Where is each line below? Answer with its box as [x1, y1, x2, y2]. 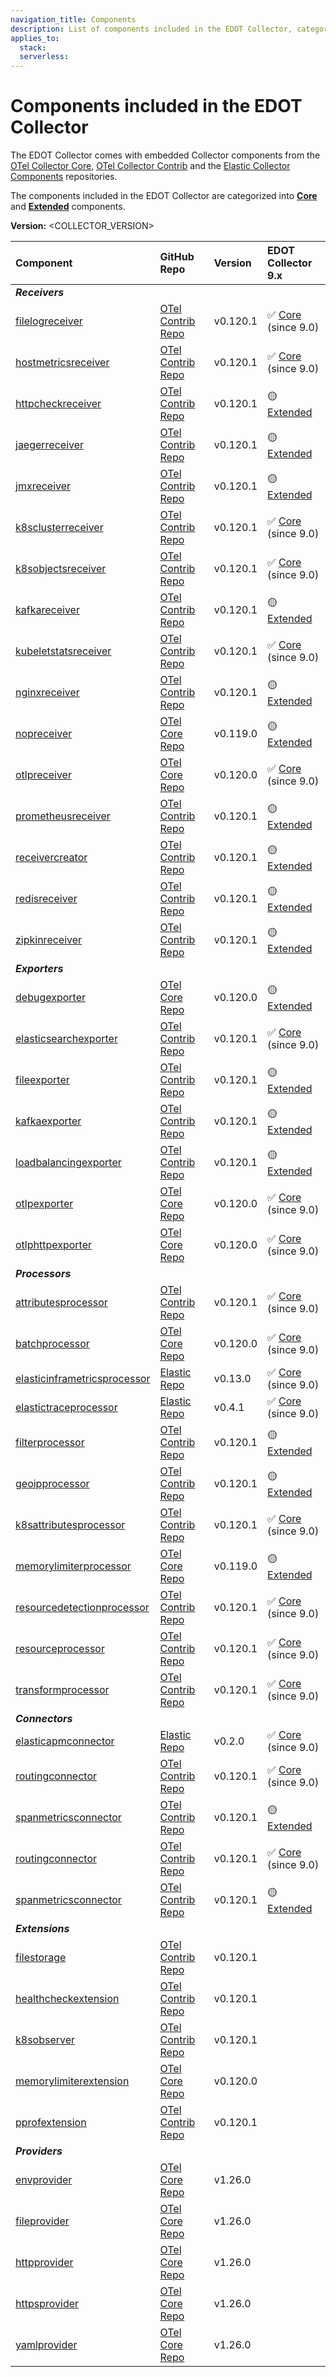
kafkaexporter [15, 1114, 82, 1128]
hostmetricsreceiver [15, 356, 110, 370]
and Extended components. [10, 201, 126, 213]
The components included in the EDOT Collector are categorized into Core [10, 190, 318, 202]
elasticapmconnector [15, 1734, 115, 1748]
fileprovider [15, 2214, 70, 2228]
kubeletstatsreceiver [15, 644, 112, 658]
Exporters [15, 962, 64, 976]
